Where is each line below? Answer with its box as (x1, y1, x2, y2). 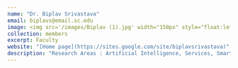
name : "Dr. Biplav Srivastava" (7, 10, 100, 18)
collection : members (7, 30, 69, 38)
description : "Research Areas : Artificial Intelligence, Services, (7, 50, 214, 57)
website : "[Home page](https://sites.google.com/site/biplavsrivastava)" (7, 43, 230, 50)
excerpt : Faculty (7, 37, 59, 44)
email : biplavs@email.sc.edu (7, 17, 93, 24)
